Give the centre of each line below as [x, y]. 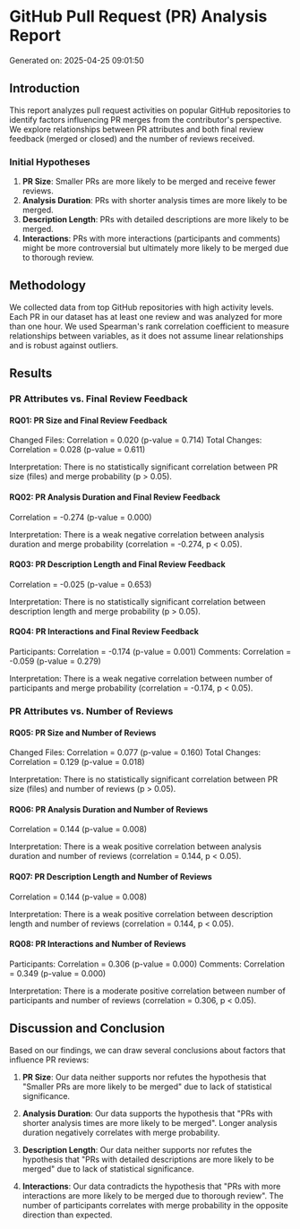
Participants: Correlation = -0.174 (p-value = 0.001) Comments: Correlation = [150, 651]
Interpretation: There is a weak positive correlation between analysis [136, 847]
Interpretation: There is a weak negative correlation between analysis [137, 534]
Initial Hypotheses [50, 161]
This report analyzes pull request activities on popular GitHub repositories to [150, 110]
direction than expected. [67, 1215]
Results [31, 374]
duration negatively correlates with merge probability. [121, 1132]
